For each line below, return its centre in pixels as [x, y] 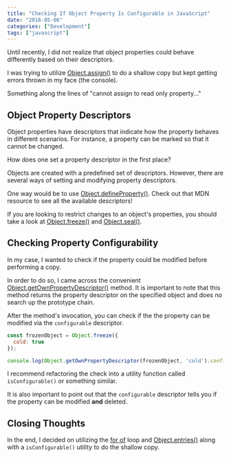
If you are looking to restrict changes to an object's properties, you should [112, 215]
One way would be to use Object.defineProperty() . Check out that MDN [108, 194]
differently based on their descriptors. [61, 60]
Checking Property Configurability [83, 243]
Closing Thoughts [46, 423]
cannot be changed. [35, 146]
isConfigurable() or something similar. [62, 381]
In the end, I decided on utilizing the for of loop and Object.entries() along [111, 440]
